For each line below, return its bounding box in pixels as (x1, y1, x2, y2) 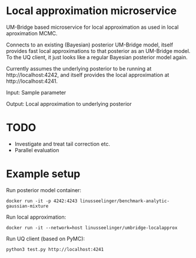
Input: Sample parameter (6, 89, 67, 96)
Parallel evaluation (14, 146, 59, 153)
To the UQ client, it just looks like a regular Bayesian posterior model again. (6, 53, 188, 61)
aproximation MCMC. (6, 29, 58, 36)
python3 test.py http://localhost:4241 (6, 246, 104, 252)
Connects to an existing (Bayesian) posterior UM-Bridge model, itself (6, 41, 174, 48)
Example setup (6, 167, 81, 180)
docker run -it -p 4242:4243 (6, 198, 78, 204)
